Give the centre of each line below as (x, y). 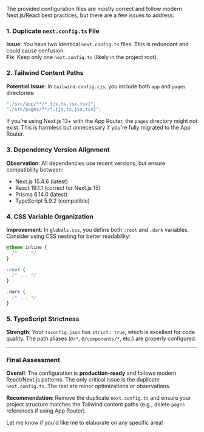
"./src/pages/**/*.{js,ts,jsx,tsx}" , (54, 110)
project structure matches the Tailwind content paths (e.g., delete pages (96, 405)
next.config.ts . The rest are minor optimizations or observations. (89, 386)
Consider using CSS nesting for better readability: (68, 236)
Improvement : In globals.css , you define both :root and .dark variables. (98, 229)
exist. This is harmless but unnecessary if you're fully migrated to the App (99, 128)
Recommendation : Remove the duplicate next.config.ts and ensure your (99, 398)
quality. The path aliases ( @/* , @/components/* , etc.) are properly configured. (101, 339)
